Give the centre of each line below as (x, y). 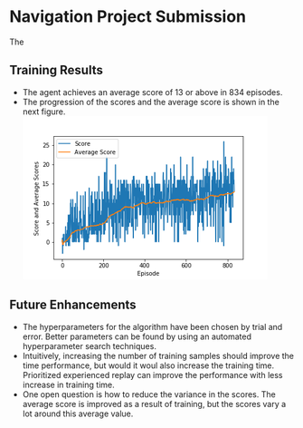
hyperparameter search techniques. (89, 345)
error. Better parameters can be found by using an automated (137, 336)
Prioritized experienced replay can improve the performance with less (152, 374)
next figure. (44, 112)
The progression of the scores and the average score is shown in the (151, 102)
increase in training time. (68, 384)
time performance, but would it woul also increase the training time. (148, 365)
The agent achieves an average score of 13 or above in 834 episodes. (152, 92)
